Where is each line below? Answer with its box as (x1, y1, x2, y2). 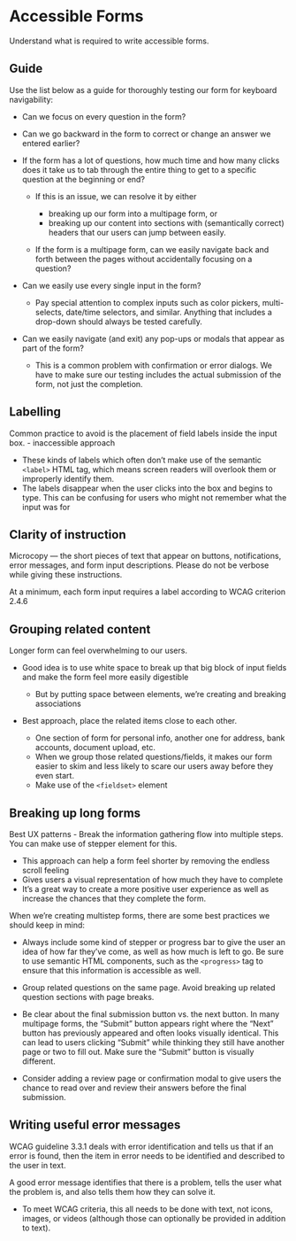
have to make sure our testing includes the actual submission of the (34, 369, 282, 380)
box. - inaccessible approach (9, 437, 116, 448)
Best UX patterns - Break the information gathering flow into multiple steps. (9, 829, 285, 839)
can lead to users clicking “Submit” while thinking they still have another (21, 1037, 285, 1047)
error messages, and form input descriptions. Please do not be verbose (9, 560, 269, 570)
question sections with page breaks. (21, 992, 155, 1002)
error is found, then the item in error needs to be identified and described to (9, 1150, 285, 1161)
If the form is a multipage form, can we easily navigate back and (34, 244, 269, 254)
